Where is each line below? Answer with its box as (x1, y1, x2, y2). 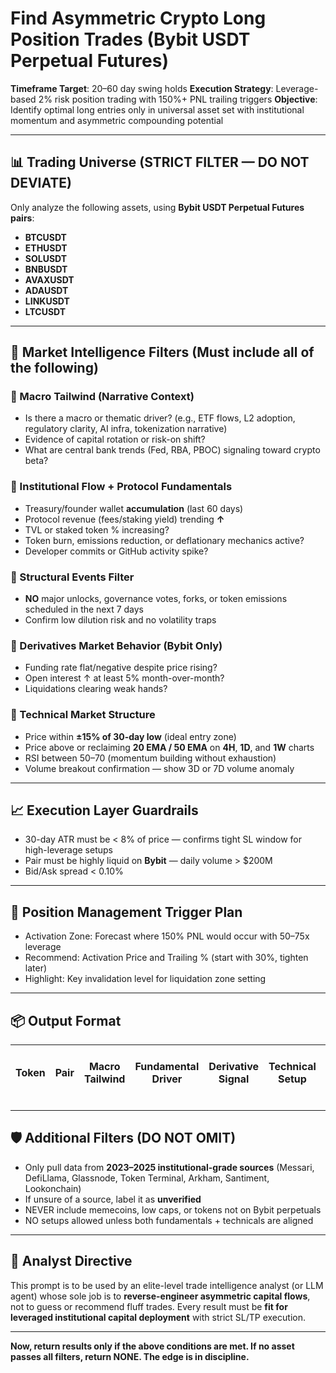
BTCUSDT (24, 231, 67, 243)
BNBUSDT (24, 263, 68, 275)
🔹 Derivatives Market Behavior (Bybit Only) (10, 638, 223, 652)
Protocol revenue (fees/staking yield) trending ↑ (24, 513, 225, 525)
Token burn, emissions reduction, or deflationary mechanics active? (24, 534, 305, 546)
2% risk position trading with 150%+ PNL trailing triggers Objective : (38, 93, 318, 105)
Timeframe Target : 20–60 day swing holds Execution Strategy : (10, 82, 274, 94)
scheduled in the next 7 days (24, 603, 144, 616)
